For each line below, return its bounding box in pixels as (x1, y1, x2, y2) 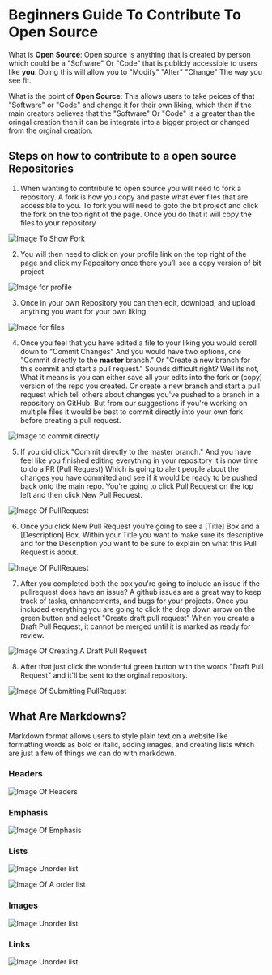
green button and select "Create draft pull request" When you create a (19, 613, 255, 622)
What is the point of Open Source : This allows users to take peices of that (8, 91, 255, 100)
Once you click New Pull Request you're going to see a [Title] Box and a (19, 521, 261, 531)
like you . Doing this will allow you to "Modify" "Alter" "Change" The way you (8, 66, 263, 76)
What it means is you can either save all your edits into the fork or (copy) (19, 372, 263, 382)
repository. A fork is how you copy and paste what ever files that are (19, 192, 249, 202)
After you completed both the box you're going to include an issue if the (19, 578, 261, 588)
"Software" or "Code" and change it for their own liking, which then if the (8, 100, 253, 109)
